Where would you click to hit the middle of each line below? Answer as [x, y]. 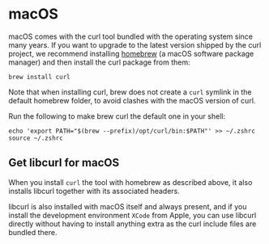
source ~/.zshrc [36, 138]
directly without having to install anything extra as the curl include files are [132, 224]
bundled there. [33, 232]
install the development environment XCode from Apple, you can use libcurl [132, 215]
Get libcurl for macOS [64, 163]
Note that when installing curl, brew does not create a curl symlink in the [130, 92]
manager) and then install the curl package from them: [99, 62]
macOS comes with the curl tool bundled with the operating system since [131, 36]
